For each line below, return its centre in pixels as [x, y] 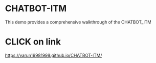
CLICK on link [33, 42]
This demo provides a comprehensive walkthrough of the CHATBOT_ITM [78, 22]
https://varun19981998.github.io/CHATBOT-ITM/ [54, 55]
